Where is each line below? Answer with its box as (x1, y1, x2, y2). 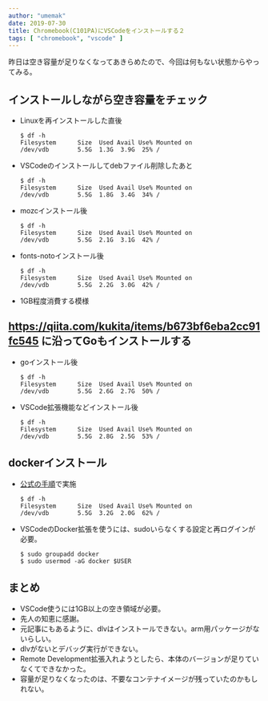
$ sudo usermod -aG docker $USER (19, 557, 132, 565)
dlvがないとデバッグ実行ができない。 (19, 643, 142, 654)
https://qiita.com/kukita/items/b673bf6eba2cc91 (8, 320, 261, 334)
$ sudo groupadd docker (19, 550, 100, 558)
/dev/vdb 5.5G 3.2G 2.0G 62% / (19, 509, 160, 517)
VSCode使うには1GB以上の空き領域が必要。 (19, 603, 166, 614)
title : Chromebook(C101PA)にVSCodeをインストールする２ (8, 26, 186, 34)
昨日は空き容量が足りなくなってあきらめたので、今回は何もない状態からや (8, 57, 254, 67)
